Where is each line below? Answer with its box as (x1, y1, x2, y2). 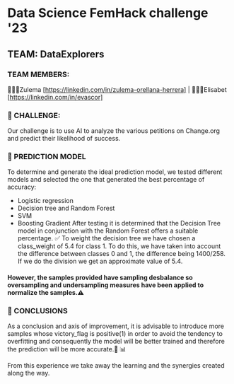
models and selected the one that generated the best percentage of (7, 175, 205, 184)
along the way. (7, 369, 50, 378)
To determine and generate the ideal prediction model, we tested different (7, 168, 223, 176)
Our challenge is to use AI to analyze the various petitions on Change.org (7, 127, 221, 135)
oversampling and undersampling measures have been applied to (7, 281, 204, 289)
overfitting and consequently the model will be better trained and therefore (7, 337, 225, 346)
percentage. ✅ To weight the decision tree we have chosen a (17, 234, 196, 243)
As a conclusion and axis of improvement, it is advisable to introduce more (7, 322, 225, 330)
